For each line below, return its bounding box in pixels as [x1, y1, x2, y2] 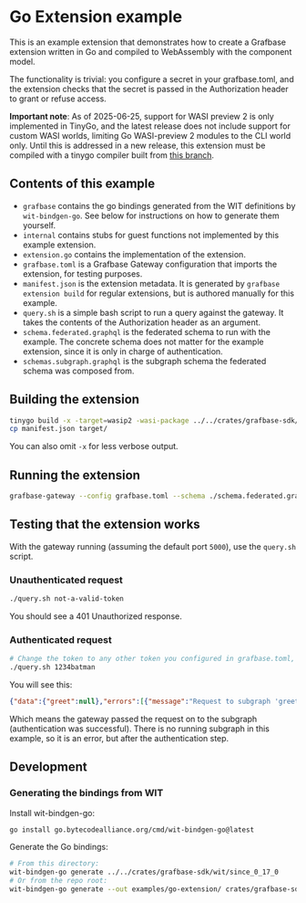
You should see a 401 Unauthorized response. [9, 610, 182, 622]
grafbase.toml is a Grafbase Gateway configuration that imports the [22, 258, 278, 269]
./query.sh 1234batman [9, 663, 96, 672]
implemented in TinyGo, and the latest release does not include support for [9, 121, 291, 131]
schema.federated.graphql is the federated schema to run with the [22, 326, 271, 337]
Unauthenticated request [9, 573, 123, 586]
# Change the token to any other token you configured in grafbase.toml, [9, 655, 296, 664]
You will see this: [9, 679, 73, 690]
